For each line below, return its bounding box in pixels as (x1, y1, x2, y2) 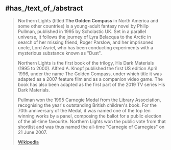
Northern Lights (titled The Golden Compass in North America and (17, 17, 159, 23)
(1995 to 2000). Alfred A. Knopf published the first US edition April (17, 65, 158, 71)
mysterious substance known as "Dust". (17, 50, 102, 56)
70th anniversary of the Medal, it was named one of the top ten (17, 107, 151, 113)
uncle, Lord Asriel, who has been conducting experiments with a (17, 44, 154, 50)
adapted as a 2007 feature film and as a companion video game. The (17, 76, 163, 82)
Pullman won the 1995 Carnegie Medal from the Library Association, (17, 97, 161, 103)
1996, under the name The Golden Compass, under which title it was (17, 71, 162, 77)
